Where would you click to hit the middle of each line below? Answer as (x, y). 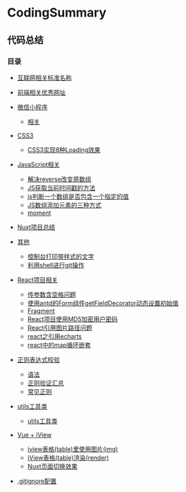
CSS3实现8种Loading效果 (64, 149)
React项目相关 (38, 280)
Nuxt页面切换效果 (52, 466)
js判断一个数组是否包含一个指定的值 (78, 196)
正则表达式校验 (38, 359)
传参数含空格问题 (52, 294)
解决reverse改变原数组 (59, 179)
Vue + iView (34, 435)
